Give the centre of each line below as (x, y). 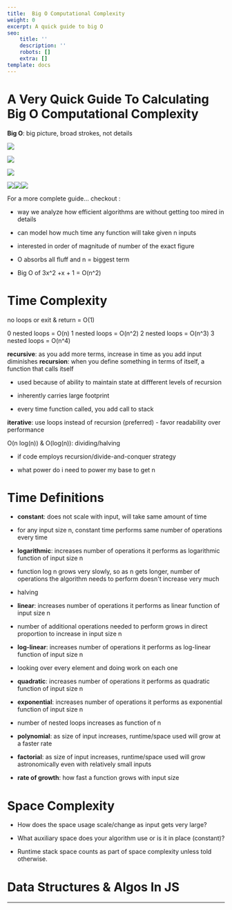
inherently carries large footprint (63, 396)
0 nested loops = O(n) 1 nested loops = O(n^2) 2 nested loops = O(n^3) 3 (111, 333)
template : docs (29, 65)
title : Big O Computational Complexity (66, 13)
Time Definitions (56, 498)
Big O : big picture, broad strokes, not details (70, 133)
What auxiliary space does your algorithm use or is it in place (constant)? (121, 838)
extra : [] (34, 59)
